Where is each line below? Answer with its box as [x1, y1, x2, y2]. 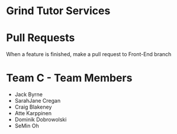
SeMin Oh [14, 122, 40, 129]
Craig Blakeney [14, 103, 52, 110]
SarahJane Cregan [14, 97, 61, 104]
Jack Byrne [14, 91, 43, 98]
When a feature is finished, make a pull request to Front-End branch [6, 51, 172, 58]
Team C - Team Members [6, 71, 133, 85]
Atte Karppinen [14, 110, 52, 117]
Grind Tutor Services [6, 4, 111, 18]
